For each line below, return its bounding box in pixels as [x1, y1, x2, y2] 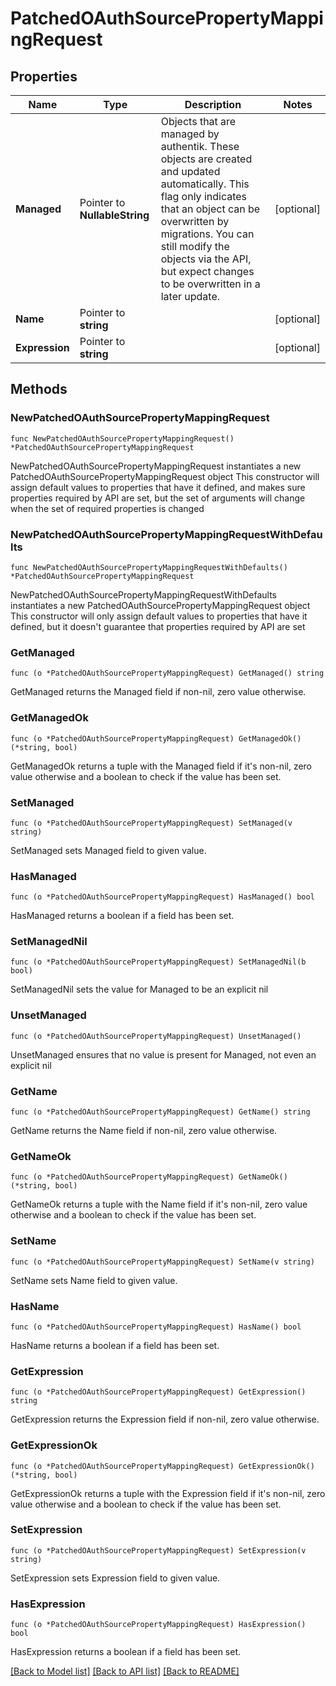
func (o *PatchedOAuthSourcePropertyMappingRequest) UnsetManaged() [10, 1031, 302, 1041]
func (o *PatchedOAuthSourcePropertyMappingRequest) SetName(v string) [10, 1257, 315, 1267]
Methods [10, 381, 68, 398]
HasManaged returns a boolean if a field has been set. [10, 910, 235, 922]
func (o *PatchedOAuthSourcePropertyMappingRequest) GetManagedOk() [10, 733, 302, 744]
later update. [160, 290, 221, 303]
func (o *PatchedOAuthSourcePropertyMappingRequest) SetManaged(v [10, 818, 293, 828]
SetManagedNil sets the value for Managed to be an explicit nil [10, 983, 269, 996]
